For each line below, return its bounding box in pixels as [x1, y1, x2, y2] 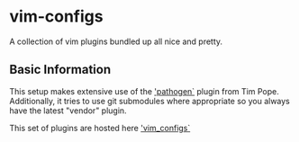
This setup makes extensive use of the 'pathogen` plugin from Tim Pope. [9, 85, 279, 96]
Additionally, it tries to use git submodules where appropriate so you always [9, 95, 291, 106]
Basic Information [9, 62, 112, 77]
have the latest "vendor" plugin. [9, 105, 128, 116]
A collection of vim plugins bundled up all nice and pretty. [9, 36, 223, 47]
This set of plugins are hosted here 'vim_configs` [9, 122, 191, 133]
